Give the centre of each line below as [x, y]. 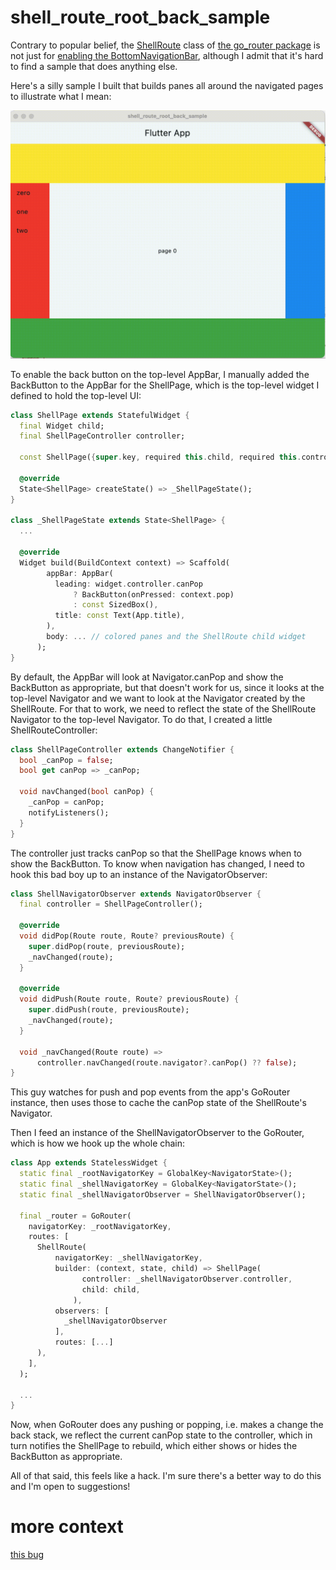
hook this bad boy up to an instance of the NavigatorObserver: [139, 874]
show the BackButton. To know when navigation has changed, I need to [157, 863]
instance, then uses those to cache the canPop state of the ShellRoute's [158, 1103]
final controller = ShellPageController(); [111, 904]
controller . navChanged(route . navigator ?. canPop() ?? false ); [167, 1062]
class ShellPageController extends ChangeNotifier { [122, 749]
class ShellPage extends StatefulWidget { [100, 415]
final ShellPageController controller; [102, 436]
